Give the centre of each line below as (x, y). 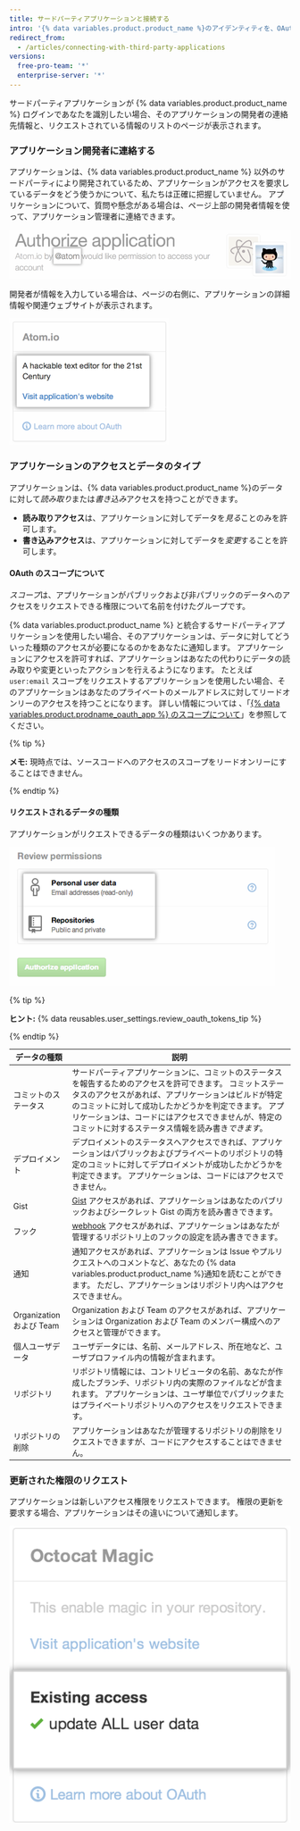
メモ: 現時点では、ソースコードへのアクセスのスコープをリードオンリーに (144, 761)
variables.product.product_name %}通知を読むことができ (177, 1274)
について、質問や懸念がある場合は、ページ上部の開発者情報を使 (173, 205)
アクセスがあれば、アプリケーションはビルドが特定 (189, 1094)
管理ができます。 (134, 1332)
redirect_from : (37, 38)
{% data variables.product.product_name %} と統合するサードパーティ (139, 624)
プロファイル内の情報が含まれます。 (154, 1358)
